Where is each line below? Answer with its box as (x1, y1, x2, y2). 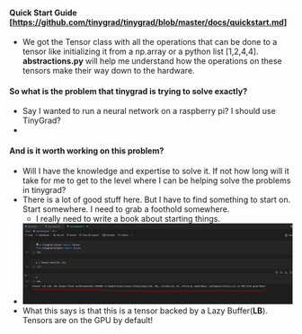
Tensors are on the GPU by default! (22, 315, 154, 326)
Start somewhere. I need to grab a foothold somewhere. (22, 203, 230, 215)
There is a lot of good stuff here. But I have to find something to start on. (22, 194, 291, 205)
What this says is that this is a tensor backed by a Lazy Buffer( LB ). (22, 305, 268, 316)
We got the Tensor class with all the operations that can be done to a (22, 37, 278, 48)
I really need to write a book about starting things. (35, 213, 220, 224)
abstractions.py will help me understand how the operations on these (22, 56, 282, 66)
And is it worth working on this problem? (9, 145, 164, 156)
